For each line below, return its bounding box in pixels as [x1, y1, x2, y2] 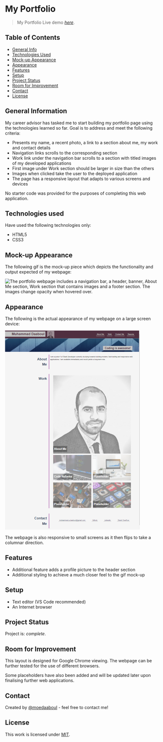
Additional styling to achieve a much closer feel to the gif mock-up [12, 572, 145, 577]
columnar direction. [5, 540, 44, 545]
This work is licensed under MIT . [5, 731, 70, 737]
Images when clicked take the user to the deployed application [12, 170, 137, 176]
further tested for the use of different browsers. [5, 663, 100, 669]
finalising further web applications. [5, 677, 74, 683]
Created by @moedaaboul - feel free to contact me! [5, 705, 109, 710]
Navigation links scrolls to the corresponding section [12, 150, 117, 156]
